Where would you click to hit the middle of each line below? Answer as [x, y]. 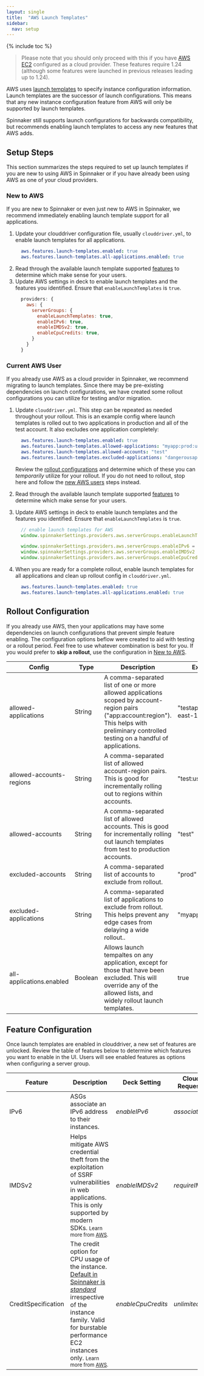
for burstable [89, 1328]
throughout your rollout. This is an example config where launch [95, 417]
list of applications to [134, 899]
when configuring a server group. [48, 1064]
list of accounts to [130, 874]
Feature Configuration [49, 1030]
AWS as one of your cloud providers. [52, 180]
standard [83, 1290]
